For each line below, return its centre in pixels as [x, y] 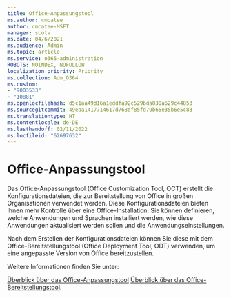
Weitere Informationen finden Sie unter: [63, 267]
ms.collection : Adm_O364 [43, 78]
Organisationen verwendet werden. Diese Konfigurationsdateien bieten [108, 203]
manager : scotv [29, 33]
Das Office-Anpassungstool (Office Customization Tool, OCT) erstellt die [110, 189]
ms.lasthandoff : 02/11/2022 [48, 129]
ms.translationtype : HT [41, 116]
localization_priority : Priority [55, 71]
